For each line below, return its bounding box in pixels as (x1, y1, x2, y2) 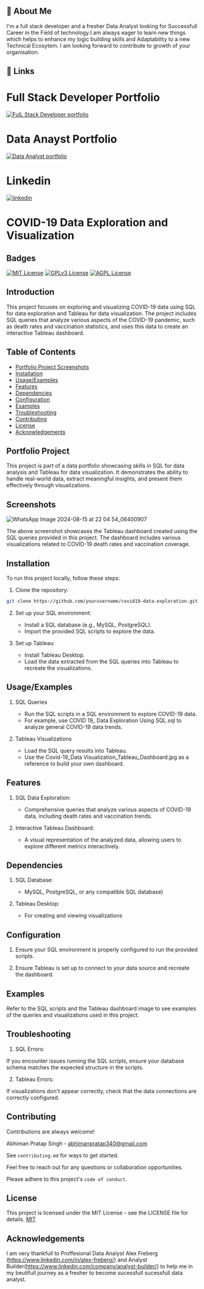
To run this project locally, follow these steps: (6, 575, 120, 582)
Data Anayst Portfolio (6, 132, 117, 146)
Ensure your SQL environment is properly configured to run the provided (15, 946, 198, 954)
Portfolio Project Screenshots (15, 363, 90, 370)
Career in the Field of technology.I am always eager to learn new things (6, 29, 186, 36)
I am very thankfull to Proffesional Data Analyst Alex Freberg (6, 1250, 158, 1257)
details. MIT (6, 1216, 36, 1223)
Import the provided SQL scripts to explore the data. (24, 627, 156, 635)
